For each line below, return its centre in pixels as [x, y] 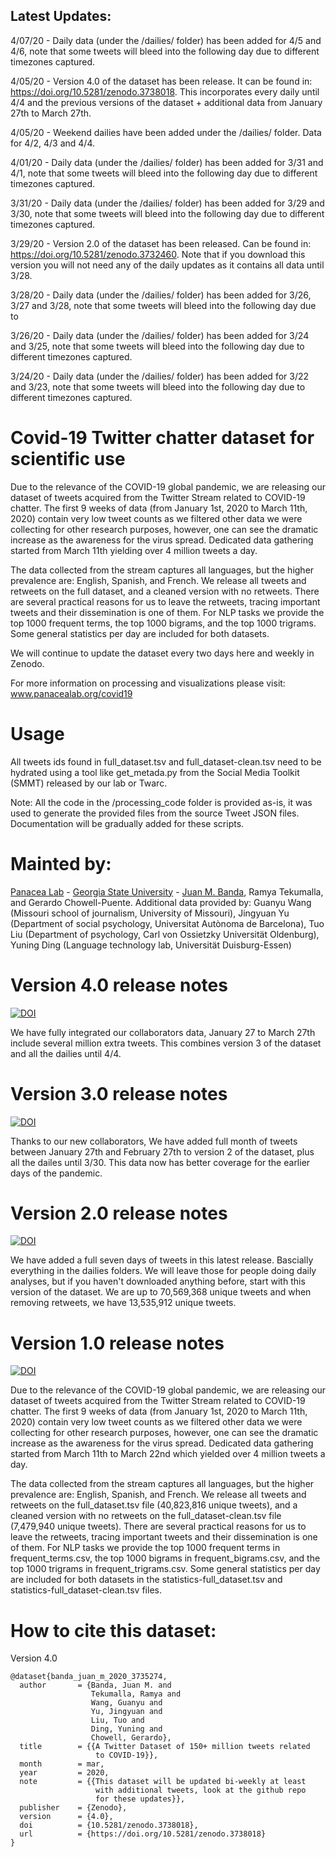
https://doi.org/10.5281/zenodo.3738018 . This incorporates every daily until [165, 91]
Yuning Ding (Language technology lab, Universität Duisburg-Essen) [151, 945]
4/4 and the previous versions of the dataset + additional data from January [166, 102]
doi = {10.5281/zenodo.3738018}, [109, 1825]
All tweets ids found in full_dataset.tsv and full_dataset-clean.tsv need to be [166, 761]
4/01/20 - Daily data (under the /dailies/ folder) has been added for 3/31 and [167, 162]
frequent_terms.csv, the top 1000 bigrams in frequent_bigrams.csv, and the [165, 1558]
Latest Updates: [61, 16]
